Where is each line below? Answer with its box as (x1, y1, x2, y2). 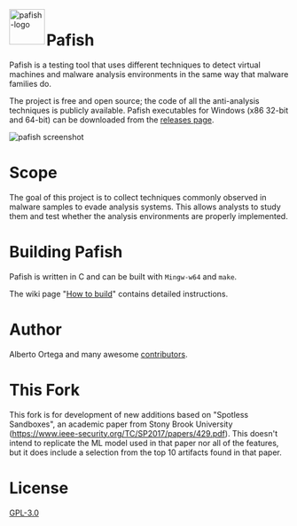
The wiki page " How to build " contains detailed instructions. (9, 288, 229, 299)
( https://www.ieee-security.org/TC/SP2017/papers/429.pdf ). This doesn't (9, 428, 277, 438)
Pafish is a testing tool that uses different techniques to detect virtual (9, 59, 262, 70)
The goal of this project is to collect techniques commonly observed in (9, 192, 267, 202)
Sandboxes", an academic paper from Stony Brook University (9, 419, 233, 429)
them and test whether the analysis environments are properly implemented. (9, 210, 288, 221)
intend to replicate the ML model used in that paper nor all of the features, (9, 437, 279, 448)
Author (9, 319, 62, 340)
